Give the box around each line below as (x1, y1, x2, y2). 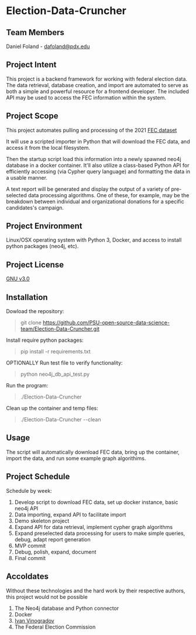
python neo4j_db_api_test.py (20, 370, 90, 378)
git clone (20, 319, 42, 326)
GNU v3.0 (6, 275, 30, 282)
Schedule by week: (6, 487, 53, 494)
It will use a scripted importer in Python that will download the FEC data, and (6, 138, 190, 145)
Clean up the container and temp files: (6, 405, 98, 412)
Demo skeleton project (14, 517, 70, 524)
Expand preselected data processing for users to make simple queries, (14, 530, 185, 537)
